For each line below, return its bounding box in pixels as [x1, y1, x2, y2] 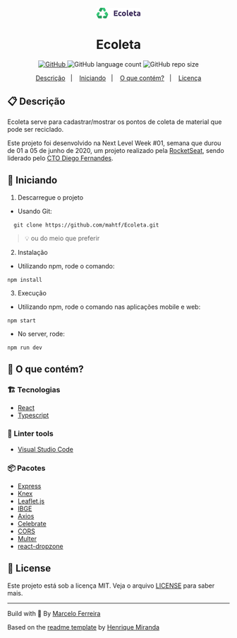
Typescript [17, 411, 49, 420]
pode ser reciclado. [7, 125, 64, 133]
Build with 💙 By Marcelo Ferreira [7, 609, 101, 617]
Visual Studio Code [17, 445, 74, 453]
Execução [17, 288, 47, 297]
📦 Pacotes [7, 463, 46, 473]
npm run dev [7, 344, 42, 351]
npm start [7, 317, 37, 324]
